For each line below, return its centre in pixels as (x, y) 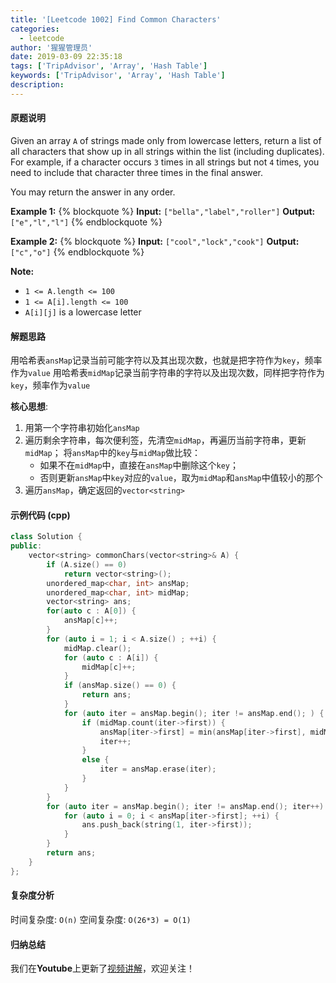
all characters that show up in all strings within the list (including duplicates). (167, 151)
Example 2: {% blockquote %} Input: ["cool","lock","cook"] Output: (155, 241)
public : (26, 546)
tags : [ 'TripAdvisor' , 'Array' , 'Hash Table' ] (109, 66)
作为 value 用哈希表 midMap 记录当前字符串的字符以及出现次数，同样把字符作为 (167, 373)
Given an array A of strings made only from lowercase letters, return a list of (166, 140)
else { (95, 760)
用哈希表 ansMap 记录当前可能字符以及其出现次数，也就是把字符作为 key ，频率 (166, 360)
